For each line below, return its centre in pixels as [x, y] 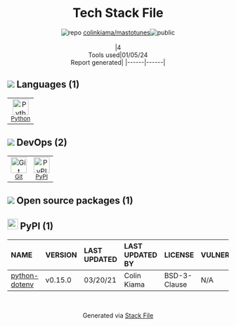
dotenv [22, 284]
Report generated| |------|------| [118, 62]
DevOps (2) [42, 143]
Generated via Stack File [118, 315]
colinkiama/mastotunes [117, 32]
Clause [176, 284]
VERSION [61, 255]
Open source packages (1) [75, 200]
